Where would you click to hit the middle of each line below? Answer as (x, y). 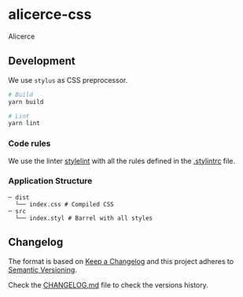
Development (42, 61)
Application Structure (50, 181)
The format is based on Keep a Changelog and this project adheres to (121, 261)
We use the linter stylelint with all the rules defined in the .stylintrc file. (122, 161)
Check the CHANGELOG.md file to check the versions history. (108, 284)
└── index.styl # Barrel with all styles (84, 218)
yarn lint (24, 124)
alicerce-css (50, 15)
